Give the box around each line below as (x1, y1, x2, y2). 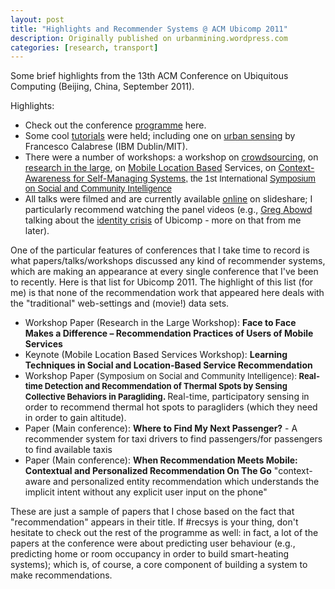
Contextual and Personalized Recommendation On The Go (24, 465, 272, 477)
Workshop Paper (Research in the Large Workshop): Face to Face (24, 317, 297, 329)
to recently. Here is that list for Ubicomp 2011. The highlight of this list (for (10, 276, 314, 288)
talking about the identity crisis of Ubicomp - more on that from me (24, 214, 302, 226)
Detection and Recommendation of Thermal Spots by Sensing (44, 381, 288, 392)
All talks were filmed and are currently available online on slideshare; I (24, 193, 313, 205)
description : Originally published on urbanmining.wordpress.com (10, 33, 288, 43)
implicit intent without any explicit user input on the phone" (24, 486, 268, 498)
